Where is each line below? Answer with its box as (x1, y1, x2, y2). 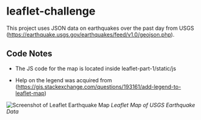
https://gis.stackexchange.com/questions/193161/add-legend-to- (17, 83, 181, 90)
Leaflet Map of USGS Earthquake (111, 101, 196, 108)
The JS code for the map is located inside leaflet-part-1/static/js (15, 65, 177, 72)
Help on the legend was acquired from (15, 76, 112, 83)
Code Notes (6, 49, 53, 59)
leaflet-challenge (6, 4, 96, 18)
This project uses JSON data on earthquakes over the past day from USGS (6, 24, 194, 32)
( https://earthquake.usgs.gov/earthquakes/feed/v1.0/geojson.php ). (6, 30, 175, 38)
